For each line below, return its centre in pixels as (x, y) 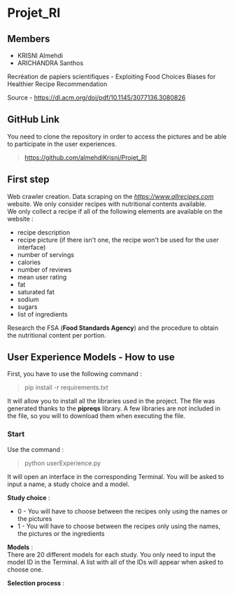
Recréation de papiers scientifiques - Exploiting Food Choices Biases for (112, 76)
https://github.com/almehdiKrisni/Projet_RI (86, 157)
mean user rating (42, 277)
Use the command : (36, 449)
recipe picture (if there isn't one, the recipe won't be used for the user (118, 240)
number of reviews (44, 269)
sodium (28, 299)
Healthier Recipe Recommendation (57, 84)
